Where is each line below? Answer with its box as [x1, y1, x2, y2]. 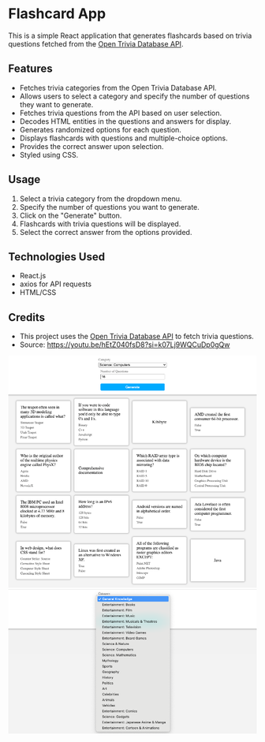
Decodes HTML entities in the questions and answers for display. [19, 116, 232, 126]
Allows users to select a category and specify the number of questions [19, 91, 250, 101]
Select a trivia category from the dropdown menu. [19, 194, 182, 203]
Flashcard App [8, 5, 106, 23]
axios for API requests [19, 279, 92, 289]
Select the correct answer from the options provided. [19, 227, 192, 237]
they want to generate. [19, 99, 94, 109]
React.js [19, 271, 47, 281]
